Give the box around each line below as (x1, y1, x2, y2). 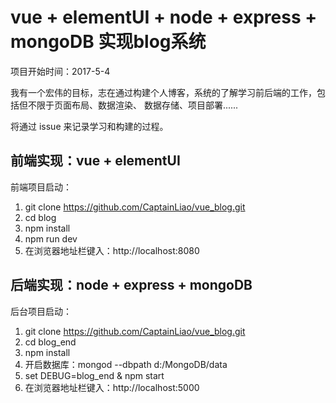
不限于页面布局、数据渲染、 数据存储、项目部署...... (27, 99, 239, 111)
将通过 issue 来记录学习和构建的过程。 (10, 120, 169, 132)
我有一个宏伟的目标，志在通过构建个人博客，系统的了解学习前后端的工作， (10, 86, 317, 98)
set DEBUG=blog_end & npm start (24, 369, 165, 381)
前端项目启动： (10, 181, 72, 193)
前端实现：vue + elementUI (10, 152, 181, 170)
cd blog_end (24, 336, 77, 348)
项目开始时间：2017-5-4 (10, 65, 111, 77)
